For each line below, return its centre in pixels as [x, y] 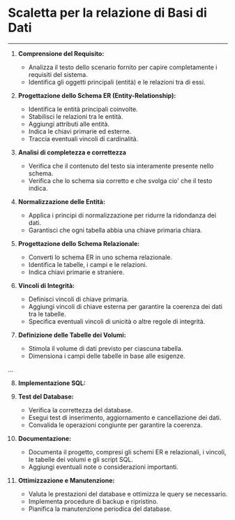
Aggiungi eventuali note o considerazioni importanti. [103, 467]
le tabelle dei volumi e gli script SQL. [81, 459]
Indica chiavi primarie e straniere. [76, 272]
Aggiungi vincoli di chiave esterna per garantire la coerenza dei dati [125, 306]
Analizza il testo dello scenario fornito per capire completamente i [123, 67]
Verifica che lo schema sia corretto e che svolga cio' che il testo [120, 180]
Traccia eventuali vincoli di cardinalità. [83, 138]
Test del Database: [46, 396]
